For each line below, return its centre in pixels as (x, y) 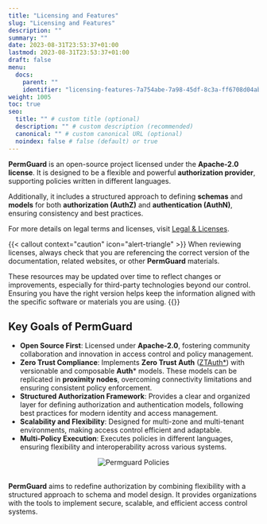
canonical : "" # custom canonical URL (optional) (99, 134)
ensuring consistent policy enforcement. (86, 388)
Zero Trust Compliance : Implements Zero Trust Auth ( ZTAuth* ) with (132, 363)
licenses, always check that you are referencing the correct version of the (129, 252)
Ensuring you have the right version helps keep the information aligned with (132, 293)
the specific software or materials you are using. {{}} (94, 301)
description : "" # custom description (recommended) (104, 126)
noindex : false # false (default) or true (87, 141)
